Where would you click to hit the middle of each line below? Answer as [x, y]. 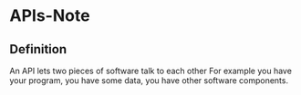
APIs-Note [50, 16]
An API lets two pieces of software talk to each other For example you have [150, 71]
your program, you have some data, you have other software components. [149, 81]
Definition [38, 49]
